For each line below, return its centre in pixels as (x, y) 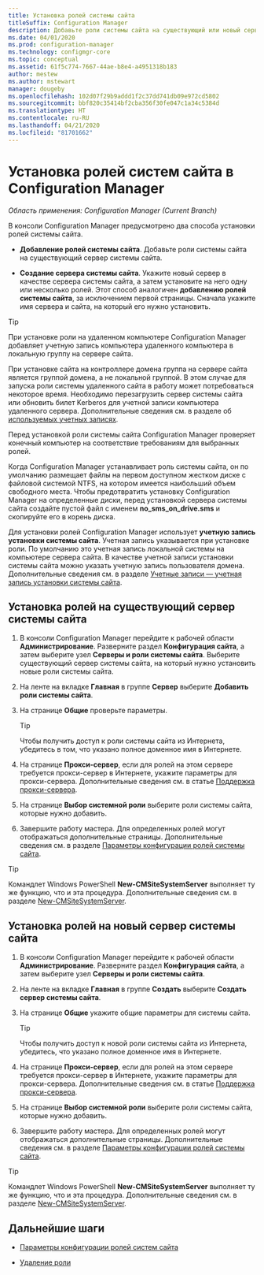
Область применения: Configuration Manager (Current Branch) (113, 210)
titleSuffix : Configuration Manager (68, 23)
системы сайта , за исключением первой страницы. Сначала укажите (137, 298)
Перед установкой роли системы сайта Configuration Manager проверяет (132, 434)
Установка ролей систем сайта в (121, 171)
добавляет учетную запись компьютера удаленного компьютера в (121, 345)
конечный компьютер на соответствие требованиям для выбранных (124, 443)
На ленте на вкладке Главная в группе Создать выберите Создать (133, 989)
